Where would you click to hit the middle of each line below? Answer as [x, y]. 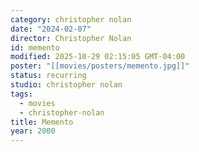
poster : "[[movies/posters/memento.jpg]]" [100, 66]
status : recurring [48, 76]
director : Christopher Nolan [71, 38]
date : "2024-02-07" [51, 29]
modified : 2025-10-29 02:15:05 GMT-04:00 [98, 57]
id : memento [35, 47]
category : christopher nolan [71, 19]
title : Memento [42, 122]
